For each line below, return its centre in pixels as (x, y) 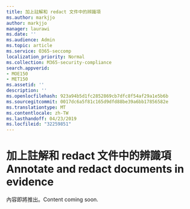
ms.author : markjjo (31, 18)
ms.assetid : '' (25, 85)
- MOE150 (17, 74)
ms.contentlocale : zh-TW (37, 113)
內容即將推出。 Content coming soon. (52, 199)
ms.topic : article (29, 46)
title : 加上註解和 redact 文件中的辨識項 (54, 12)
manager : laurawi (28, 29)
